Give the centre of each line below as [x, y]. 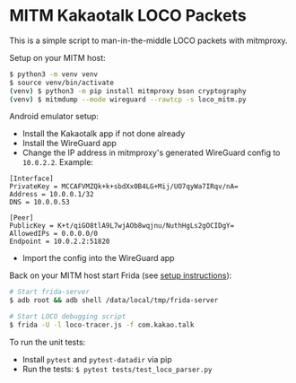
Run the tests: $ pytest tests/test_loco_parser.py [117, 369]
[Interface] [31, 179]
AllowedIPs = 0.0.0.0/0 [54, 234]
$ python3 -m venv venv [54, 74]
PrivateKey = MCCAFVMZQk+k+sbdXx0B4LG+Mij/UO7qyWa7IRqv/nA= [124, 187]
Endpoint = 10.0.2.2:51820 [60, 242]
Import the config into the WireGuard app [98, 258]
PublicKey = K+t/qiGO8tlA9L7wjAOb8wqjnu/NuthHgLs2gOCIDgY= [122, 226]
